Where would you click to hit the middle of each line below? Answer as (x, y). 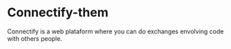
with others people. (35, 38)
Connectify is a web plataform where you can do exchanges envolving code (115, 31)
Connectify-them (58, 13)
